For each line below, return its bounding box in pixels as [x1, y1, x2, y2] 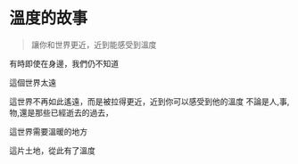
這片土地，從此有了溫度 [9, 144, 95, 156]
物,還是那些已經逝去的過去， [9, 107, 114, 118]
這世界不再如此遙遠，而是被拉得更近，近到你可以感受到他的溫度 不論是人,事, [9, 95, 290, 107]
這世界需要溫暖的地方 [9, 126, 87, 136]
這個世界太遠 [9, 77, 56, 87]
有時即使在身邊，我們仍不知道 [9, 58, 119, 69]
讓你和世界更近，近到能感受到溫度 [30, 39, 157, 50]
